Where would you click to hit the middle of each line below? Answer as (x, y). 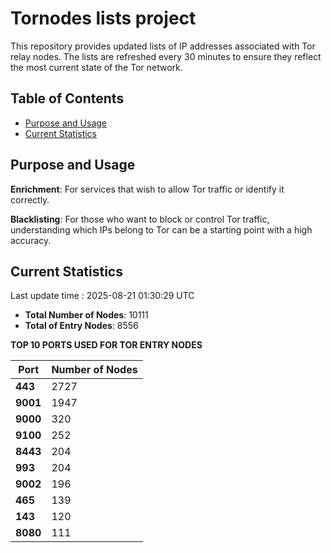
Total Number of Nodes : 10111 (86, 315)
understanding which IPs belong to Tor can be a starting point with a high (161, 229)
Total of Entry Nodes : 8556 (81, 326)
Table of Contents (67, 98)
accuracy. (31, 240)
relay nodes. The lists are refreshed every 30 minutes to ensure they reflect (166, 56)
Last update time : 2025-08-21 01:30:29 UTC (102, 296)
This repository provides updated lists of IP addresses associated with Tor (163, 46)
